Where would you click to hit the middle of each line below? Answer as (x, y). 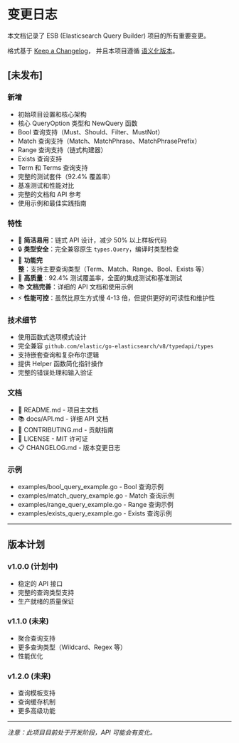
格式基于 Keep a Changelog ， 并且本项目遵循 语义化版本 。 (93, 50)
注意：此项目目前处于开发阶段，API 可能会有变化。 (82, 732)
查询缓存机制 (36, 702)
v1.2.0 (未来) (29, 676)
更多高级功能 (36, 711)
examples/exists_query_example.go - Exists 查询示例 (95, 513)
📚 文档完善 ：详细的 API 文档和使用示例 (75, 287)
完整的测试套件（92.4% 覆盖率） (66, 176)
